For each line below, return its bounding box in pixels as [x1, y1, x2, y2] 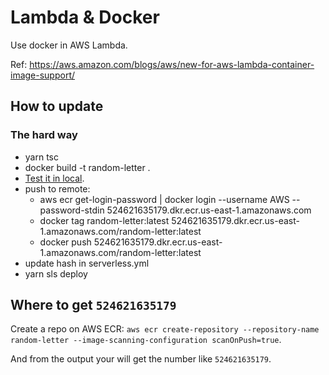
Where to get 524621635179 [10, 297, 177, 314]
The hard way [10, 128, 78, 142]
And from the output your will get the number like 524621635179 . [10, 353, 272, 365]
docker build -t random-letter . [24, 161, 151, 173]
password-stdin [39, 204, 105, 216]
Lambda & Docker [10, 6, 160, 29]
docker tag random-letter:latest [39, 214, 170, 226]
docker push [39, 236, 92, 248]
